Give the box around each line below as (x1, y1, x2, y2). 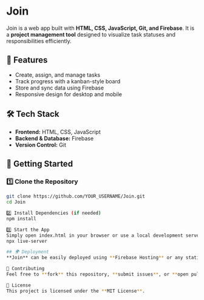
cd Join (6, 199, 26, 205)
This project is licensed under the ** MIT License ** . (6, 288, 146, 294)
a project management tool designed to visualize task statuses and (6, 30, 176, 38)
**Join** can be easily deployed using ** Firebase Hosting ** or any (6, 254, 183, 261)
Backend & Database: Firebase (15, 134, 94, 142)
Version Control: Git (15, 141, 67, 148)
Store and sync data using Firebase (15, 84, 104, 91)
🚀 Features (6, 55, 48, 65)
